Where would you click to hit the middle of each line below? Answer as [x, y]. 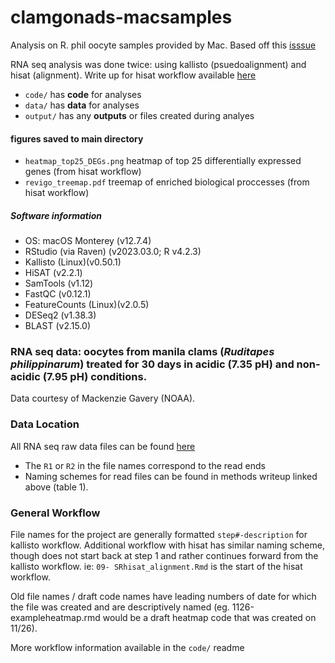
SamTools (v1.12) [59, 283]
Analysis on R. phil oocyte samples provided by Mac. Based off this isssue [163, 45]
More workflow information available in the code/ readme [127, 647]
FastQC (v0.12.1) [58, 294]
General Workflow [55, 513]
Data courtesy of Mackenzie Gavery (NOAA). [103, 398]
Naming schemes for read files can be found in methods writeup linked [171, 476]
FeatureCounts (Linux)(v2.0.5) [87, 305]
